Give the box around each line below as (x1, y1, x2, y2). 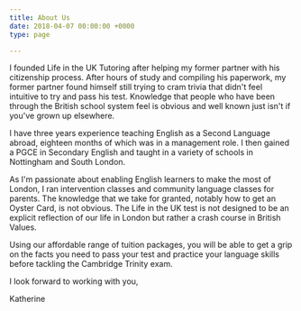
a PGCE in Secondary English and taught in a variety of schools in (9, 147, 254, 158)
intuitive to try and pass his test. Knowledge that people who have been (9, 91, 276, 102)
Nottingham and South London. (9, 157, 126, 168)
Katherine (9, 294, 46, 305)
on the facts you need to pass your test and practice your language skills (9, 249, 279, 260)
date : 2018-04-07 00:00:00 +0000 (9, 22, 135, 31)
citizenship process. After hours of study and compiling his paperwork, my (9, 72, 287, 83)
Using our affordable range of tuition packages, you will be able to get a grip (9, 240, 293, 251)
